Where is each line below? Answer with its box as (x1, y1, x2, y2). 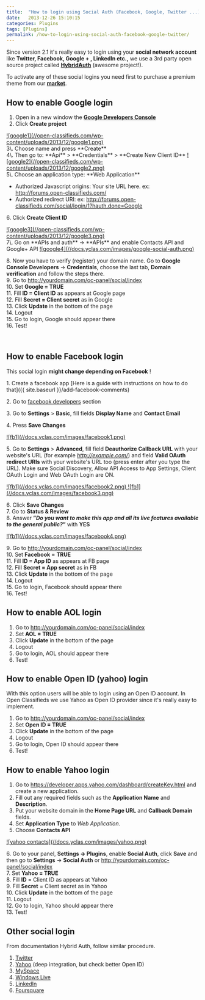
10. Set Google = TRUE (6, 283, 64, 290)
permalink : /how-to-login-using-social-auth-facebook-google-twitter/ (6, 32, 190, 38)
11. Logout (6, 896, 32, 903)
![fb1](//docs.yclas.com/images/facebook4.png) (6, 532, 127, 540)
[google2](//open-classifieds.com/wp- (6, 158, 104, 165)
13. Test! (6, 908, 27, 916)
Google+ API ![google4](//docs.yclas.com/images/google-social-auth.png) (6, 245, 195, 252)
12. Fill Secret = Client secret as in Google (6, 295, 113, 303)
